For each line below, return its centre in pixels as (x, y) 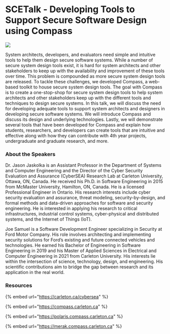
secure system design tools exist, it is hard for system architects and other (83, 65)
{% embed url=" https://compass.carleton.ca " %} (57, 307)
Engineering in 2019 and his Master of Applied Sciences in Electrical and (81, 251)
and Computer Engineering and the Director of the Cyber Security (74, 171)
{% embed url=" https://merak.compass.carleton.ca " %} (64, 326)
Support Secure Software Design (76, 20)
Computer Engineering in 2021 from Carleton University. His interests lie (80, 256)
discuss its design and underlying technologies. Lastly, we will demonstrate (84, 119)
